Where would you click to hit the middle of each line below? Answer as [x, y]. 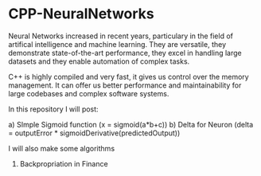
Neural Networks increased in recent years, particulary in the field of [121, 36]
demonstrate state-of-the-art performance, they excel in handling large [125, 53]
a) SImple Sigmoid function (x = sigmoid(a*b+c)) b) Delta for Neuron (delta [131, 124]
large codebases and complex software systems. [89, 93]
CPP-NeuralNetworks [82, 14]
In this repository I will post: [53, 109]
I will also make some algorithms [62, 148]
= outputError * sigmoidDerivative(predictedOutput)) [94, 133]
